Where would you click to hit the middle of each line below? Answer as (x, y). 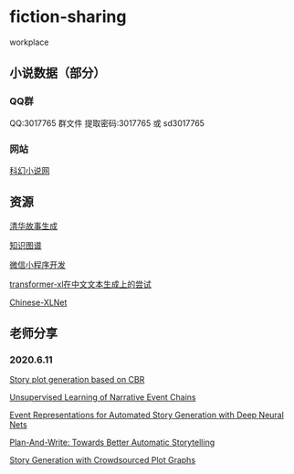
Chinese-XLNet (38, 302)
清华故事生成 (33, 226)
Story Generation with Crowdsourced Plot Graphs (103, 460)
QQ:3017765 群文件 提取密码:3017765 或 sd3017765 (107, 123)
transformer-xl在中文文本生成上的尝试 (81, 284)
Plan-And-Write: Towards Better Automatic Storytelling (112, 442)
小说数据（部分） (58, 74)
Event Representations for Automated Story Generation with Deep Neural (147, 415)
